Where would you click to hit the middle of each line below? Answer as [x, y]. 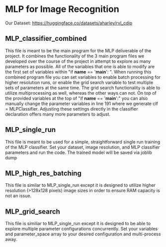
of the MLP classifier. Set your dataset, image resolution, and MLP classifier [83, 147]
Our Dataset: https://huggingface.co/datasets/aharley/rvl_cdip [69, 23]
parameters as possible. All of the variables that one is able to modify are [80, 66]
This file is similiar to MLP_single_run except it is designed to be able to [78, 224]
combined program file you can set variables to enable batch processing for [83, 77]
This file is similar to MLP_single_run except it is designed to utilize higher [80, 185]
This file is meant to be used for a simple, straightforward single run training [83, 142]
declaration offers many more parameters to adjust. [58, 114]
